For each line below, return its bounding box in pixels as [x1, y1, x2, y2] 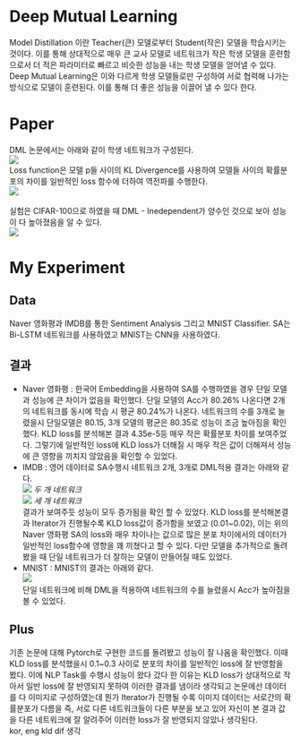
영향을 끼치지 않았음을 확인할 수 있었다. [41, 450, 178, 461]
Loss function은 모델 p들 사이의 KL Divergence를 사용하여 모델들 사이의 [9, 164, 264, 176]
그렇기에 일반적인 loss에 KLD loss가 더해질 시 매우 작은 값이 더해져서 [34, 439, 275, 450]
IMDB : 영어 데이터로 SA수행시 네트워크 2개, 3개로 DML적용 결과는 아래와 [21, 461, 280, 472]
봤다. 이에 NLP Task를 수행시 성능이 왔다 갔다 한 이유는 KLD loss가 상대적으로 [9, 669, 282, 680]
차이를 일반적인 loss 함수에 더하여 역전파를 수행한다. [25, 176, 209, 186]
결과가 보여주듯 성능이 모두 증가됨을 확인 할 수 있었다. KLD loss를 [21, 506, 251, 517]
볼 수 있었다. [21, 595, 66, 606]
